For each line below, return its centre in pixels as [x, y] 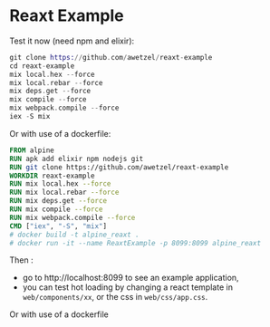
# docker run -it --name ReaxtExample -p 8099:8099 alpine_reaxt [135, 243]
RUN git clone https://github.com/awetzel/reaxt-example [119, 167]
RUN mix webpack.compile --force [72, 217]
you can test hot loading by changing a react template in [128, 287]
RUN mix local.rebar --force [64, 192]
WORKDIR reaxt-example [52, 176]
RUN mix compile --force [56, 209]
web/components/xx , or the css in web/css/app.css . [115, 297]
